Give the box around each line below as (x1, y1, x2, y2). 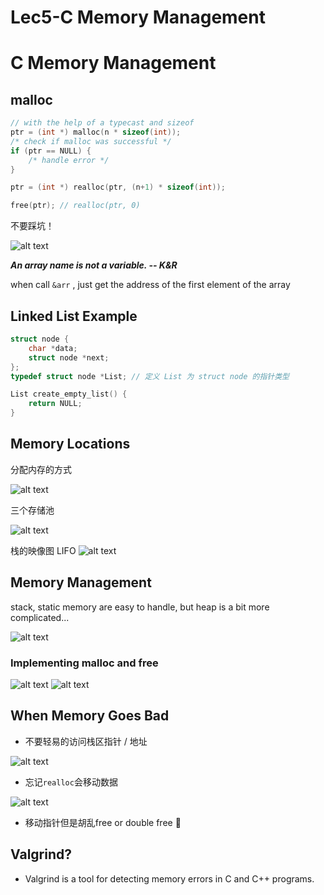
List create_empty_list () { (10, 389, 128, 400)
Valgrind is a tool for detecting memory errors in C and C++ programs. (24, 872, 315, 885)
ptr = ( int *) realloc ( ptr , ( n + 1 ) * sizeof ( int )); (10, 182, 226, 193)
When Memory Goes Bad (10, 707, 170, 725)
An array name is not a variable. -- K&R (10, 259, 178, 271)
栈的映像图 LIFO (10, 544, 77, 556)
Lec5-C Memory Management (10, 6, 266, 29)
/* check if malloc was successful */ (10, 136, 172, 146)
